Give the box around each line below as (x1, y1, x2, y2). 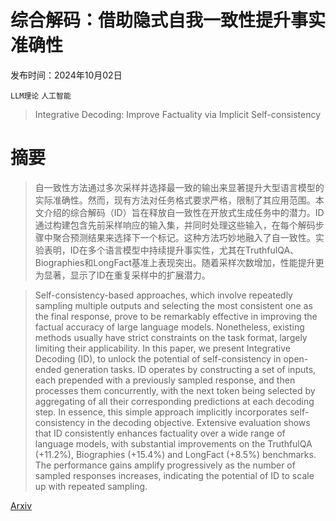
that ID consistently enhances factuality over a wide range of (34, 427, 286, 439)
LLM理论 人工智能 (10, 91, 72, 101)
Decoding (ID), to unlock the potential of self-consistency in (34, 352, 282, 365)
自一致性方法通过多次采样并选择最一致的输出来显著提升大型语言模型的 (34, 181, 325, 193)
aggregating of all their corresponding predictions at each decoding (34, 395, 315, 407)
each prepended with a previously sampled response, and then (34, 374, 296, 386)
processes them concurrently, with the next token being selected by (34, 384, 316, 396)
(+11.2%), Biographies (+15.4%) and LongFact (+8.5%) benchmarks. (34, 448, 317, 460)
